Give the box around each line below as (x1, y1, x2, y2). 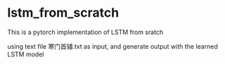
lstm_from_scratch (7, 5, 120, 21)
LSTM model (7, 50, 44, 58)
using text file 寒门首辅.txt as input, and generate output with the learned (7, 42, 218, 50)
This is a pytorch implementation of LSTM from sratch (7, 28, 164, 36)
